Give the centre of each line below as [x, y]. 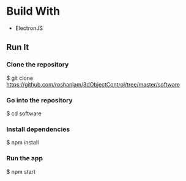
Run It [18, 47]
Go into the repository [39, 100]
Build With [33, 11]
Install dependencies [38, 129]
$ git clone [20, 78]
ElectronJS [29, 28]
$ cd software [24, 113]
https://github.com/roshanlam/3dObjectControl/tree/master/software [93, 84]
